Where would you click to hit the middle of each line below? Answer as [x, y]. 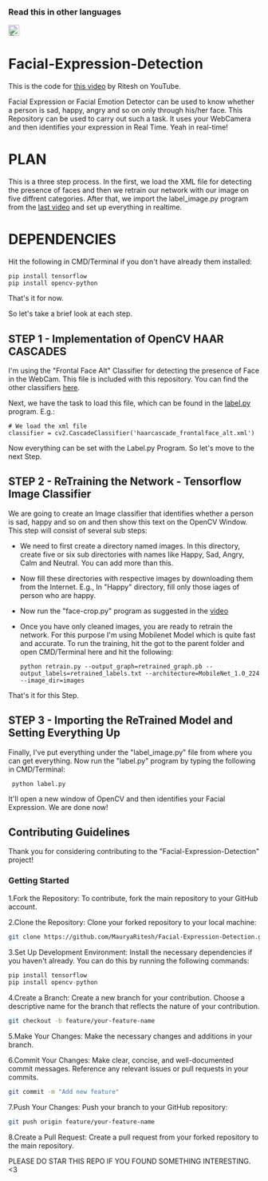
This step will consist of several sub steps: [78, 530]
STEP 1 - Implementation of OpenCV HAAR [116, 339]
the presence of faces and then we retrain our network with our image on [129, 190]
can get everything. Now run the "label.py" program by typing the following [132, 760]
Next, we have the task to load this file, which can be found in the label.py [130, 403]
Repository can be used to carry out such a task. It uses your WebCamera [130, 119]
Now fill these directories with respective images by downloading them [136, 578]
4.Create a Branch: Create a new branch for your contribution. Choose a [127, 998]
